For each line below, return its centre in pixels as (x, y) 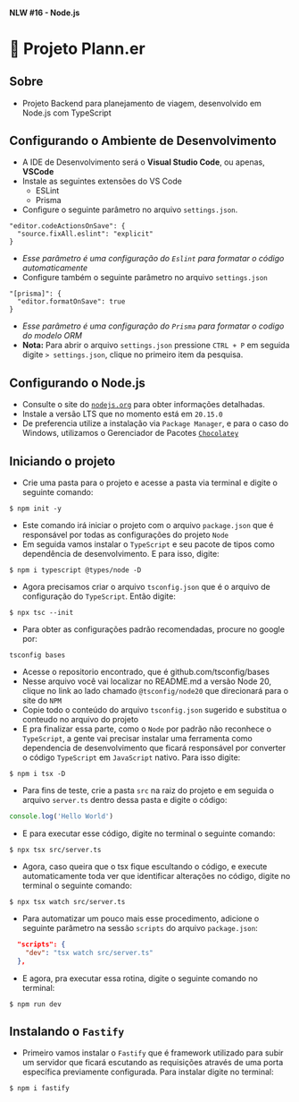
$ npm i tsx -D (37, 774)
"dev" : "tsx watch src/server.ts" (89, 953)
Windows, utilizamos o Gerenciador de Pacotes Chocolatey (130, 433)
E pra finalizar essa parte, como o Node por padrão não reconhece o (147, 729)
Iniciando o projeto (62, 461)
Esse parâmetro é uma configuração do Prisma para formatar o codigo (153, 326)
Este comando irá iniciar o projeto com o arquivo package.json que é (148, 525)
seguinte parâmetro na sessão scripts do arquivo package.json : (140, 927)
